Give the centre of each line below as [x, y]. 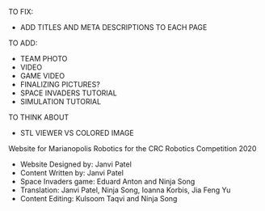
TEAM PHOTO [44, 59]
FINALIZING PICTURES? [60, 84]
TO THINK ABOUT [39, 117]
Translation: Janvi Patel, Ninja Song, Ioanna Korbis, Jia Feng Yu [125, 190]
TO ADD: [23, 43]
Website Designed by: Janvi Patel [76, 164]
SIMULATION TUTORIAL [61, 101]
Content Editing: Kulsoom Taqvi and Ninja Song [99, 198]
